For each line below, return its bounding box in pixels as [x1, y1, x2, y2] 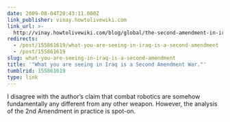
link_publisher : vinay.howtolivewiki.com [7, 16, 127, 23]
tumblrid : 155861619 [7, 67, 66, 74]
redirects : [7, 36, 38, 42]
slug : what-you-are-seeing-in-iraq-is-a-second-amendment [7, 55, 176, 62]
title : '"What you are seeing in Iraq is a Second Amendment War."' [7, 61, 207, 68]
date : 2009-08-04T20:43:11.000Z [7, 10, 99, 17]
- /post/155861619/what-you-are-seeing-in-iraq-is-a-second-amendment [13, 42, 219, 49]
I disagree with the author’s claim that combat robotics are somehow [7, 93, 201, 101]
